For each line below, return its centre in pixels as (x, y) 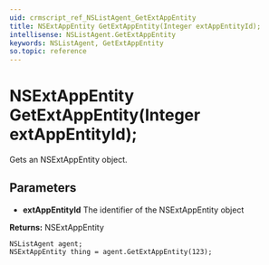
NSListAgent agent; (46, 244)
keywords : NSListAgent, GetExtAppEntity (87, 43)
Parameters (43, 188)
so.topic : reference (48, 52)
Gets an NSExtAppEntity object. (69, 160)
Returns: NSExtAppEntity (57, 227)
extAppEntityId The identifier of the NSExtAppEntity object (133, 210)
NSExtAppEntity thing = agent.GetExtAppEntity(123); (111, 251)
